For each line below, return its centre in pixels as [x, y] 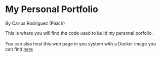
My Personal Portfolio [52, 9]
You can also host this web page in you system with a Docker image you [80, 43]
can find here [19, 49]
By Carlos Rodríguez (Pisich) [35, 23]
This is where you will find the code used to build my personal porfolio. [79, 33]
